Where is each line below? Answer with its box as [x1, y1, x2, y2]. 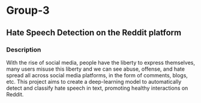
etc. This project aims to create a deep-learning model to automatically [6, 78, 182, 85]
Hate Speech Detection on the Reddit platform [6, 28, 182, 38]
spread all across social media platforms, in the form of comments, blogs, [6, 71, 188, 78]
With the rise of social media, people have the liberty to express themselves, [6, 59, 195, 66]
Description [6, 46, 41, 54]
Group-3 [6, 4, 50, 17]
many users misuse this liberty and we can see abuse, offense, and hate [6, 65, 185, 72]
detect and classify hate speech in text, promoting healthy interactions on [6, 84, 188, 92]
